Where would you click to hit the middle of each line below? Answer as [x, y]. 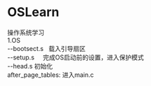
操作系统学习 [26, 32]
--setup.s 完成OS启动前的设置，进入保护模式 [75, 57]
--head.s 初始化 [30, 66]
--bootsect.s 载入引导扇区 [47, 48]
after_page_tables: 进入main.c [51, 75]
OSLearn [33, 12]
